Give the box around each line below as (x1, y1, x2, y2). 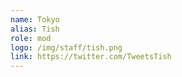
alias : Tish (10, 24, 60, 34)
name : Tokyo (10, 14, 60, 25)
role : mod (10, 33, 52, 43)
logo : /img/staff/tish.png (10, 42, 123, 53)
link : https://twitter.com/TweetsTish (10, 52, 172, 62)
